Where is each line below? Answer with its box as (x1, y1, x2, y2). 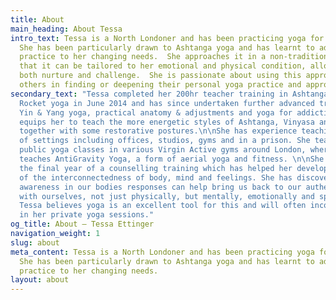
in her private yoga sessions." (19, 210, 155, 220)
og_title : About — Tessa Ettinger (10, 219, 155, 230)
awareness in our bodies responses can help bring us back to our (19, 182, 302, 192)
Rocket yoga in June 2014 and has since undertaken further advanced (19, 98, 315, 108)
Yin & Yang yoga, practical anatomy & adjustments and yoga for (19, 107, 293, 118)
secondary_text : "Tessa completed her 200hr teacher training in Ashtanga (10, 89, 329, 99)
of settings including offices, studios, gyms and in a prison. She (19, 136, 311, 146)
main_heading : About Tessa (10, 24, 123, 34)
